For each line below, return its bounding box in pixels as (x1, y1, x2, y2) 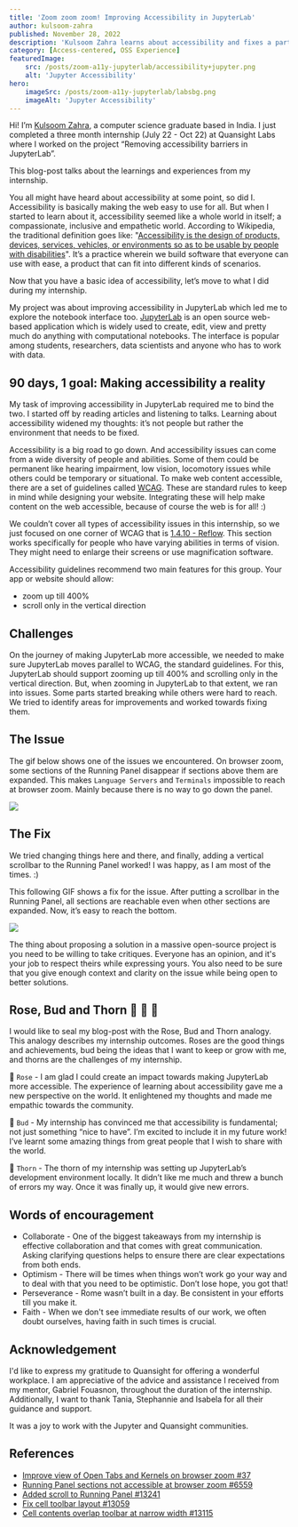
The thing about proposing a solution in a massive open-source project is (9, 939, 277, 950)
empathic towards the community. (9, 1100, 134, 1111)
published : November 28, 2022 (9, 29, 122, 38)
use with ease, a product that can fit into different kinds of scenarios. (9, 259, 262, 269)
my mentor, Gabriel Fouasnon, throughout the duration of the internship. (9, 1385, 272, 1395)
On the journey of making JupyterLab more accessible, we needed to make (9, 650, 285, 660)
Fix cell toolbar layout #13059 (21, 1498, 130, 1508)
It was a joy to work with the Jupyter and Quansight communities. (9, 1420, 249, 1432)
